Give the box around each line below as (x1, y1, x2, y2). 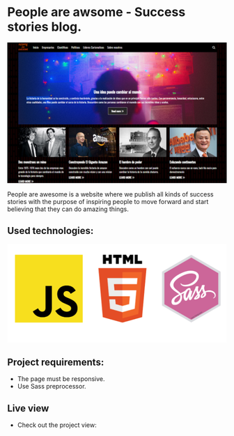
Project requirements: (7, 356, 104, 368)
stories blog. (7, 19, 82, 35)
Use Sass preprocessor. (17, 382, 86, 391)
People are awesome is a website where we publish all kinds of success (7, 189, 214, 198)
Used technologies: (7, 225, 94, 237)
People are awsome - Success (7, 4, 186, 20)
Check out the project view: (17, 421, 97, 429)
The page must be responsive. (17, 375, 105, 383)
